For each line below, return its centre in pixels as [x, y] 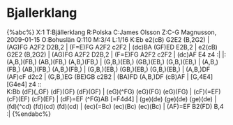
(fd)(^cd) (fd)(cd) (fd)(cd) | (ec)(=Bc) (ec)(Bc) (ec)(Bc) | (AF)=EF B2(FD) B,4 [115, 106]
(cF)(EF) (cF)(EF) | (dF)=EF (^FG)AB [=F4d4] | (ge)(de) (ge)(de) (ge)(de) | [112, 98]
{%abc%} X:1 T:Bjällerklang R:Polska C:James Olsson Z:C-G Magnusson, [112, 32]
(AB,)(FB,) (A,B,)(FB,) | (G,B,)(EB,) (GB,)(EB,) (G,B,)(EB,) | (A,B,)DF [116, 69]
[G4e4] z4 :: [24, 84]
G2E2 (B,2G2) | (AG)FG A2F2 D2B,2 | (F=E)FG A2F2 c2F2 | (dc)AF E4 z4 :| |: [116, 54]
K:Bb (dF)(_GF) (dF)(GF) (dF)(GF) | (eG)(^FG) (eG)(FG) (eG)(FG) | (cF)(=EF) [114, 91]
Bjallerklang [42, 13]
